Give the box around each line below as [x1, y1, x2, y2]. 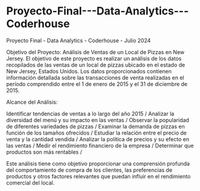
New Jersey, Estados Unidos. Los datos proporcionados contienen [6, 67, 172, 74]
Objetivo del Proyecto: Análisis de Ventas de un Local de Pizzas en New [6, 48, 185, 55]
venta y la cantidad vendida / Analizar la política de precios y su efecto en [6, 135, 190, 142]
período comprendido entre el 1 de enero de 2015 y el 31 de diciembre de [6, 80, 188, 88]
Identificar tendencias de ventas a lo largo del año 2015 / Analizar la [6, 110, 175, 117]
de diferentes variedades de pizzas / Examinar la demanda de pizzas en [6, 123, 185, 130]
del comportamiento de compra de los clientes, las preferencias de [6, 166, 173, 174]
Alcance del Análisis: [6, 98, 58, 106]
